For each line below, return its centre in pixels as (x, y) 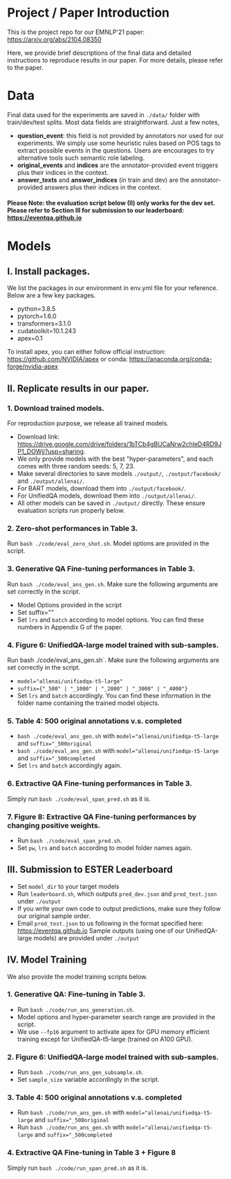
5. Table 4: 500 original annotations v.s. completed (94, 721)
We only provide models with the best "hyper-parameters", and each (115, 459)
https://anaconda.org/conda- (170, 359)
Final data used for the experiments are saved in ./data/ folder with (104, 114)
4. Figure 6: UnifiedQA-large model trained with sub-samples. (113, 645)
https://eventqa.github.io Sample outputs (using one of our (101, 931)
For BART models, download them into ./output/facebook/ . (102, 489)
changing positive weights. (54, 825)
